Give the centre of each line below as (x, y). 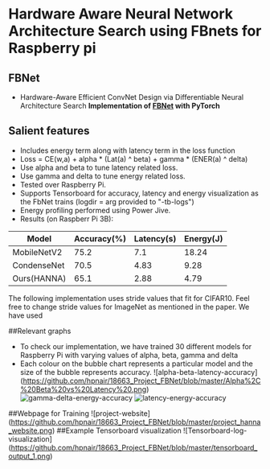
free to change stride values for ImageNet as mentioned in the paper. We (129, 306)
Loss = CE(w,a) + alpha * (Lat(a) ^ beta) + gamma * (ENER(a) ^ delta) (134, 158)
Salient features (49, 131)
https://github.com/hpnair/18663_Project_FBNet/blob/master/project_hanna (136, 422)
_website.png (31, 430)
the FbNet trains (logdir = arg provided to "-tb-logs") (107, 201)
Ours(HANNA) (39, 278)
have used (26, 315)
